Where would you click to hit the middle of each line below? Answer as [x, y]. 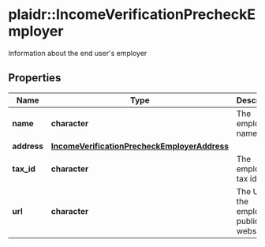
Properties [35, 78]
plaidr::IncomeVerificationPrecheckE [132, 15]
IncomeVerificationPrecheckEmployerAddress [140, 146]
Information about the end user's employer [78, 53]
